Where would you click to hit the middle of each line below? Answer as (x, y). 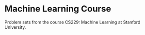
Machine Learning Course (58, 9)
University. (15, 27)
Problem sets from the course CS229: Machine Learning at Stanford (72, 22)
